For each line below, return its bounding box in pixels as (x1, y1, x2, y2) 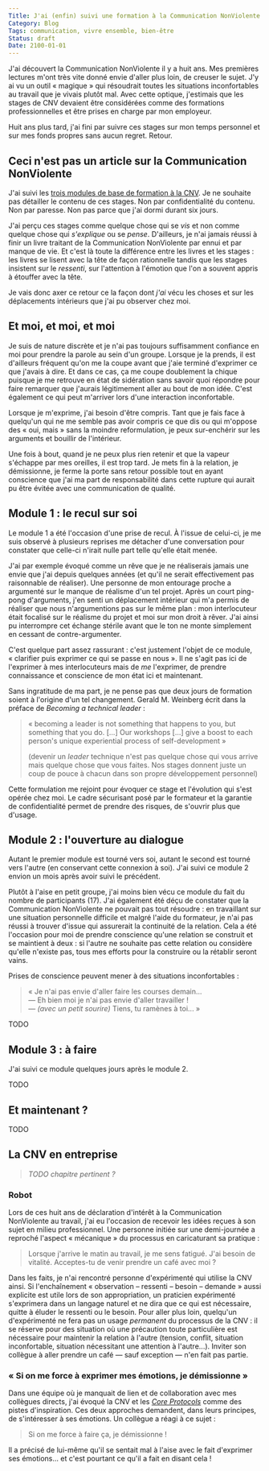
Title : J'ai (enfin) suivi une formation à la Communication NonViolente (8, 11, 261, 20)
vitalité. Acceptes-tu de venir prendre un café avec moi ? (27, 1258, 217, 1267)
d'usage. (8, 810, 38, 820)
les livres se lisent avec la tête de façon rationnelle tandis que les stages (8, 254, 247, 264)
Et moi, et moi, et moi (8, 320, 115, 333)
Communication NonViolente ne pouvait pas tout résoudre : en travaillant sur (8, 904, 261, 914)
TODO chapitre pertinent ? (27, 1169, 116, 1179)
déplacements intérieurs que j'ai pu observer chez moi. (8, 295, 191, 306)
